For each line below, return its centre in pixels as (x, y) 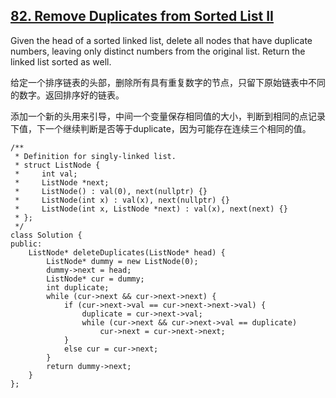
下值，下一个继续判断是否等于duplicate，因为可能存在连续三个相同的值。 (161, 128)
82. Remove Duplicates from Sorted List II (142, 16)
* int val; (46, 174)
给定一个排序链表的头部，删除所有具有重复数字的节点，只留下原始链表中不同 (168, 82)
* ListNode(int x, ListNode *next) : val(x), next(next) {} (151, 209)
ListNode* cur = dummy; (95, 279)
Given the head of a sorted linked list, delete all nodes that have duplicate (161, 40)
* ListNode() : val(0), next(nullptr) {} (111, 191)
